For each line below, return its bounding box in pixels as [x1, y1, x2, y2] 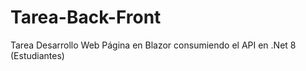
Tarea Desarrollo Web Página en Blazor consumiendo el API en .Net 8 [10, 39, 297, 51]
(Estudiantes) [10, 49, 65, 61]
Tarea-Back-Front [10, 6, 162, 29]
